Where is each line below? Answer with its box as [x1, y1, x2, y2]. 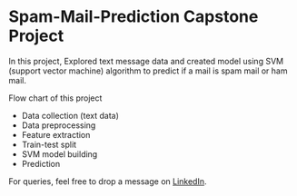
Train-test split [21, 139, 77, 150]
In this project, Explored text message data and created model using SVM [8, 55, 283, 66]
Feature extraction [21, 129, 91, 140]
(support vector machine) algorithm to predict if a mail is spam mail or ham [8, 65, 288, 76]
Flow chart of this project [8, 93, 103, 103]
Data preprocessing [21, 120, 96, 131]
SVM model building [21, 148, 98, 160]
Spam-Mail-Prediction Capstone [8, 6, 259, 27]
